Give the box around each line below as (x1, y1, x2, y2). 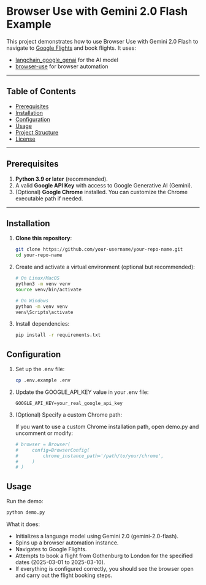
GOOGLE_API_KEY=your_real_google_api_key (15, 400, 123, 406)
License (15, 135, 36, 143)
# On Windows (15, 297, 49, 304)
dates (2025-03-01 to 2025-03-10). (15, 559, 105, 566)
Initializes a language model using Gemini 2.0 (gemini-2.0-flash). (15, 533, 179, 540)
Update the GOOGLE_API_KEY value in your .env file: (15, 388, 149, 396)
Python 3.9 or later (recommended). (15, 175, 109, 183)
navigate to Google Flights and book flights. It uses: (6, 44, 136, 52)
